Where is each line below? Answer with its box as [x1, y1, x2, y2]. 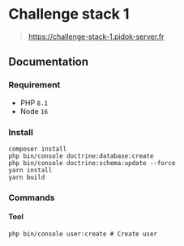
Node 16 [19, 106, 49, 116]
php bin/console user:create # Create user [8, 230, 158, 239]
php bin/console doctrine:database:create [8, 151, 154, 160]
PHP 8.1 [19, 98, 49, 108]
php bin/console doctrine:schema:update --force [8, 159, 176, 167]
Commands [8, 192, 55, 203]
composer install [8, 145, 67, 153]
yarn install [8, 166, 53, 174]
